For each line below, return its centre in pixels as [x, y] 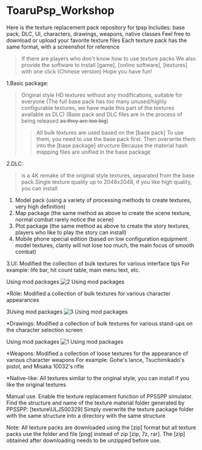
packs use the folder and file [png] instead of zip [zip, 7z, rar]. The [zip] [96, 434]
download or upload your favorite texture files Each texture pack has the [96, 40]
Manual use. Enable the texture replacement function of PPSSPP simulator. [99, 396]
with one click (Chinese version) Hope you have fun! [87, 71]
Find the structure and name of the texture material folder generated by [96, 403]
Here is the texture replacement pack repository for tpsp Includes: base [96, 27]
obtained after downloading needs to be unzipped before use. [84, 440]
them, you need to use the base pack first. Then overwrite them [116, 139]
